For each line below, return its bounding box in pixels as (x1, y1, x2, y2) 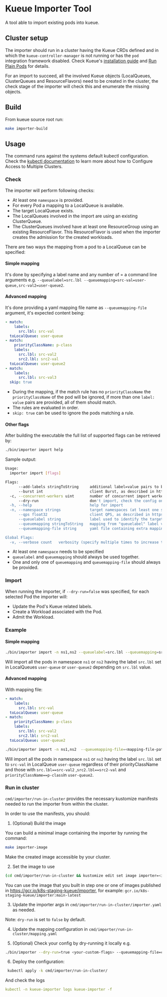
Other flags (5, 421, 29, 427)
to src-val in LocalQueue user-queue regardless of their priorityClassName (5, 761, 159, 767)
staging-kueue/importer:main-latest (5, 893, 81, 898)
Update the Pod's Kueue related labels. (12, 603, 93, 609)
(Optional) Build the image (12, 820, 66, 826)
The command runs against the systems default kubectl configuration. (5, 153, 149, 159)
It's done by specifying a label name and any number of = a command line (5, 271, 158, 277)
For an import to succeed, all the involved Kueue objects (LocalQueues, (5, 73, 152, 79)
